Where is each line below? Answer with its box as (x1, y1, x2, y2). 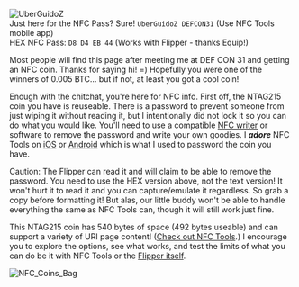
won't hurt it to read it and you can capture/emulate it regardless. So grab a (9, 185, 289, 195)
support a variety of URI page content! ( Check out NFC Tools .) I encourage (9, 231, 288, 242)
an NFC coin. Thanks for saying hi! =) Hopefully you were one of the (9, 64, 263, 75)
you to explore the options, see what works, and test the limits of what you (9, 241, 285, 251)
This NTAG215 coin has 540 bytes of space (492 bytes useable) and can (9, 221, 279, 232)
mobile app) (9, 28, 54, 38)
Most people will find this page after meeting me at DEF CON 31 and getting (9, 55, 290, 65)
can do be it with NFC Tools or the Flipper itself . (9, 250, 186, 261)
